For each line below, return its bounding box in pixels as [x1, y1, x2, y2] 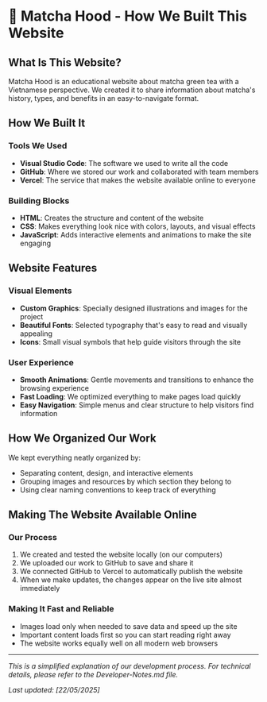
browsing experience [19, 383, 90, 392]
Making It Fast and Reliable [8, 604, 114, 615]
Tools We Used [8, 141, 68, 152]
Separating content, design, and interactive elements [19, 468, 193, 477]
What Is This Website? [8, 56, 122, 69]
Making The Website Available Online [8, 508, 197, 522]
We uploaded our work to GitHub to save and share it [19, 558, 194, 568]
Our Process [8, 532, 57, 543]
